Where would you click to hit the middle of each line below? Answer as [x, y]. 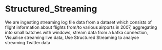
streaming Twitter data [28, 42]
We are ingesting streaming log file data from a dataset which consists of [79, 22]
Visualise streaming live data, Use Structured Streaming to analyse [72, 37]
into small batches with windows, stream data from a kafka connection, [77, 32]
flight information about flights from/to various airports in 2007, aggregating [81, 27]
